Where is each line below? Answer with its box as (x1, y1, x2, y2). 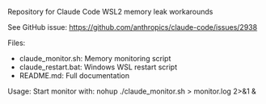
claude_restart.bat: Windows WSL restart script (19, 62, 178, 72)
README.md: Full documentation (19, 71, 130, 80)
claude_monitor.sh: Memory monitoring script (19, 54, 171, 63)
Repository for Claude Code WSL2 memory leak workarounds (7, 7, 213, 16)
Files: (7, 38, 26, 48)
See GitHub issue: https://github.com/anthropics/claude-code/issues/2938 (7, 23, 258, 31)
